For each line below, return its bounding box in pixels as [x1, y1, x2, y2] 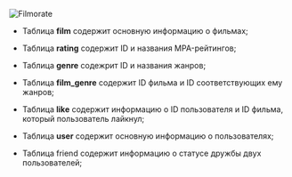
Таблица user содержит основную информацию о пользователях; [21, 131, 274, 141]
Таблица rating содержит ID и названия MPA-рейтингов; [21, 43, 237, 53]
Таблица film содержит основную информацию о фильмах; [21, 26, 249, 36]
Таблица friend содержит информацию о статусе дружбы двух [21, 148, 262, 158]
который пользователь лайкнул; [21, 114, 145, 124]
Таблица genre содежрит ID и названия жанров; [21, 60, 207, 70]
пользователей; [21, 157, 83, 168]
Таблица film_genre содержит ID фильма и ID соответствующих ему [21, 77, 283, 88]
